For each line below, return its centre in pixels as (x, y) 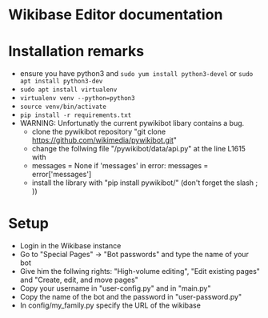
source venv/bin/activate (63, 107)
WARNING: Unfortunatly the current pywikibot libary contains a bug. (132, 123)
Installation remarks (76, 52)
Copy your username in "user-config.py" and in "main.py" (115, 288)
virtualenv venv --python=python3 (77, 99)
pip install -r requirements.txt (76, 115)
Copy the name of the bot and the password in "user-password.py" (131, 297)
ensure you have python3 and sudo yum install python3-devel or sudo (136, 74)
